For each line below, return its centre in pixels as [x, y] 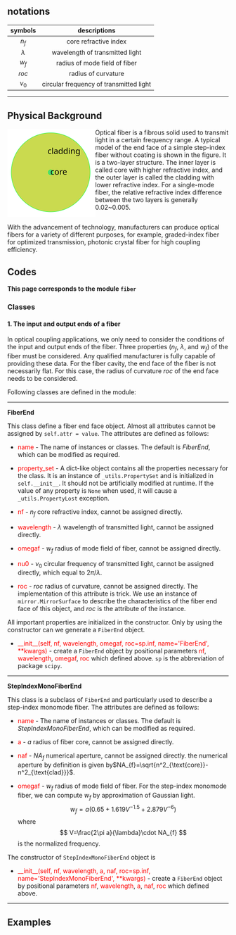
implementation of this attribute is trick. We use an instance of [107, 594]
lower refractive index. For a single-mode [155, 185]
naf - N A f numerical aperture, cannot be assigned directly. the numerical [123, 757]
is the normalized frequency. [59, 843]
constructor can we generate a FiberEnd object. [76, 630]
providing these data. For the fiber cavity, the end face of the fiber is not [112, 363]
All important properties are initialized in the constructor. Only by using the [115, 622]
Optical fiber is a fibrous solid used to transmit [162, 132]
